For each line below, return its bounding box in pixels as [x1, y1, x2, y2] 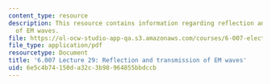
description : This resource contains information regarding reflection [8, 19, 254, 27]
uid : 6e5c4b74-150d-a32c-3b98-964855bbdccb [8, 64, 157, 72]
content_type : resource [8, 11, 89, 20]
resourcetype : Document [8, 49, 89, 57]
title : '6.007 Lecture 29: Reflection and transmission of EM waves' [8, 57, 248, 65]
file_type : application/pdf [8, 42, 103, 50]
